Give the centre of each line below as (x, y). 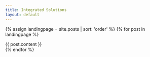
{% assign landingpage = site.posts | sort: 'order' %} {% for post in (75, 29)
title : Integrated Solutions (36, 10)
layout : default (22, 15)
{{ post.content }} (24, 44)
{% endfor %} (20, 49)
